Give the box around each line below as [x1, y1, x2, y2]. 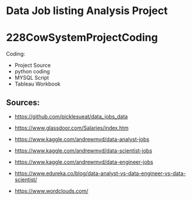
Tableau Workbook [14, 80, 60, 87]
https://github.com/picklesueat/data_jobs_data [14, 113, 128, 120]
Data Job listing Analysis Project [6, 4, 168, 18]
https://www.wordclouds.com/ [14, 187, 89, 194]
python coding [14, 68, 50, 75]
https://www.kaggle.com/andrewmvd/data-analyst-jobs [14, 135, 150, 143]
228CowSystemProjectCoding [6, 31, 159, 45]
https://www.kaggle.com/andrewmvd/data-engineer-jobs [14, 158, 154, 165]
